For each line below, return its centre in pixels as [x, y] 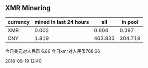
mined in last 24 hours [62, 22]
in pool [130, 22]
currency [19, 22]
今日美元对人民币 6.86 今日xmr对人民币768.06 [53, 51]
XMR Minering [28, 8]
